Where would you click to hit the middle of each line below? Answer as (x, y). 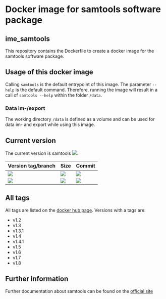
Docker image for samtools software (83, 9)
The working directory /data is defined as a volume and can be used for (80, 119)
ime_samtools (28, 39)
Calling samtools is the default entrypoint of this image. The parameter (78, 84)
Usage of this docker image (49, 72)
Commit (86, 165)
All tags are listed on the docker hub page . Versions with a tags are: (75, 210)
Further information (37, 279)
